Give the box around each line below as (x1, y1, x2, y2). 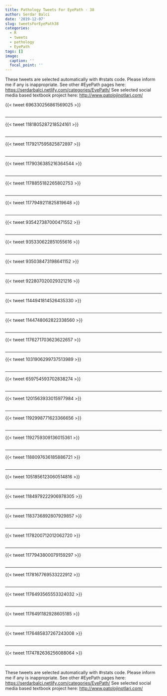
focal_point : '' (9, 63, 43, 68)
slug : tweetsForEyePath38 (5, 21, 59, 26)
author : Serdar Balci (5, 12, 50, 17)
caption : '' (9, 58, 35, 63)
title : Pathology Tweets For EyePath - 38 (5, 7, 94, 12)
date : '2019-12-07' (5, 16, 46, 21)
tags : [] (5, 49, 23, 54)
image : (5, 53, 19, 59)
